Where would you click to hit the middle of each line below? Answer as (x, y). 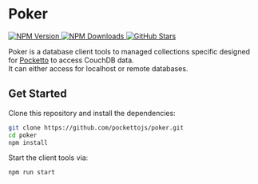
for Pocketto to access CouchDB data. (71, 60)
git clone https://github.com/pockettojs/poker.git (96, 128)
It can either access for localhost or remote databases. (98, 68)
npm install (28, 142)
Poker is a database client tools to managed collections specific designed (129, 51)
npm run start (32, 173)
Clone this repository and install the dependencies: (92, 113)
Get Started (38, 94)
